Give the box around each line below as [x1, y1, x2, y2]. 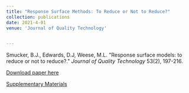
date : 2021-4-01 [6, 19, 46, 25]
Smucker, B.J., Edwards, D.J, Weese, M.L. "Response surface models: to [6, 51, 183, 59]
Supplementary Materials [6, 81, 68, 88]
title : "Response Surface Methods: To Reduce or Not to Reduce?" [6, 8, 170, 15]
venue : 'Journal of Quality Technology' [6, 25, 107, 31]
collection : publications [6, 14, 70, 20]
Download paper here [6, 69, 59, 77]
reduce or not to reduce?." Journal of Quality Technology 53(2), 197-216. [6, 58, 183, 65]
